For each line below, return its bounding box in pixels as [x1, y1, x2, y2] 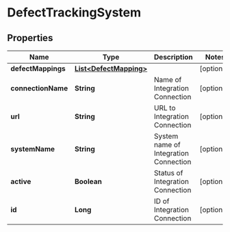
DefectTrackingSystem [7, 5, 142, 21]
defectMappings [10, 64, 66, 73]
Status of [153, 168, 183, 177]
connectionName [10, 83, 68, 93]
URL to [153, 103, 176, 112]
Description [153, 53, 193, 62]
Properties [7, 32, 53, 44]
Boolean [74, 177, 103, 186]
